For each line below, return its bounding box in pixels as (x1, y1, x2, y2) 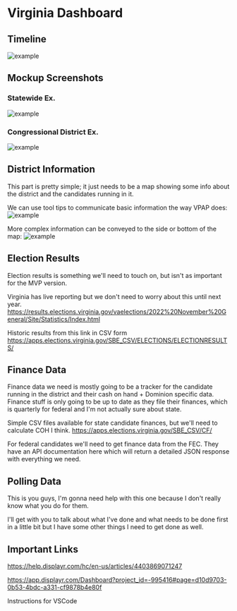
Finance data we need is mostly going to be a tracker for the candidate (7, 382, 213, 391)
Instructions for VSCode (7, 597, 78, 605)
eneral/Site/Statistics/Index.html (7, 315, 101, 323)
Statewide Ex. (7, 93, 56, 103)
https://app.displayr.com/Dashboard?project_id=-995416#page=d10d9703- (7, 576, 227, 584)
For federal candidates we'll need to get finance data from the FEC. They (7, 440, 219, 449)
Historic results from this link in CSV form (7, 328, 128, 337)
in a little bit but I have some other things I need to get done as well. (7, 523, 204, 531)
